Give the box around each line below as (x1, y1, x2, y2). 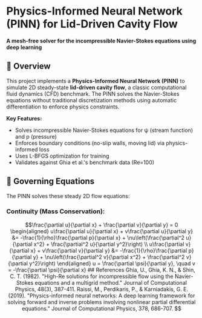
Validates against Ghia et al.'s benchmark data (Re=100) (15, 159, 155, 166)
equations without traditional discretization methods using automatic (6, 96, 177, 104)
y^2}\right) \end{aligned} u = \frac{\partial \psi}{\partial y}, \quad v (29, 259, 195, 267)
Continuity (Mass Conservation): (6, 207, 105, 216)
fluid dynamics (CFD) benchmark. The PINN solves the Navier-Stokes (6, 90, 180, 98)
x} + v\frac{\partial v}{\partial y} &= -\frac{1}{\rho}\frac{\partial (30, 247, 187, 254)
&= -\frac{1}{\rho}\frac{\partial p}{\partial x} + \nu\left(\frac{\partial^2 (11, 234, 185, 241)
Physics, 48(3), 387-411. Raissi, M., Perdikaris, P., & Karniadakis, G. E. (15, 285, 189, 293)
